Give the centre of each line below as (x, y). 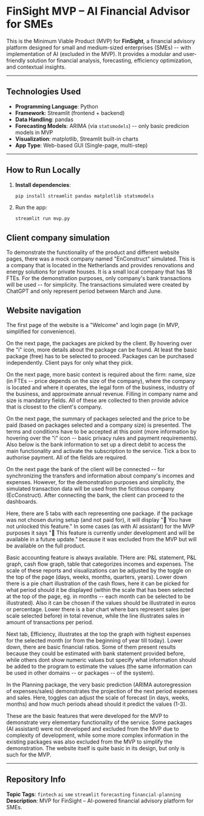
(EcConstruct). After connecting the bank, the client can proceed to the (95, 495)
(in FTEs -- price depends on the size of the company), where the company (101, 381)
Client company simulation (58, 238)
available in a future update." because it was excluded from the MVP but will (102, 539)
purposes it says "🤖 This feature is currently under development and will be (100, 533)
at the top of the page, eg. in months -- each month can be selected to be (99, 596)
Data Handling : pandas (44, 119)
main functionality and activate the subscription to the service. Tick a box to (101, 451)
